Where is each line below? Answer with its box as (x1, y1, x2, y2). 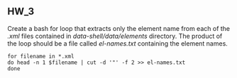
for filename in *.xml (7, 53, 75, 60)
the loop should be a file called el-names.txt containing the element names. (7, 39, 228, 48)
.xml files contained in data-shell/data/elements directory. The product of (7, 32, 223, 40)
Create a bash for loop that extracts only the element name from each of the (7, 24, 231, 32)
